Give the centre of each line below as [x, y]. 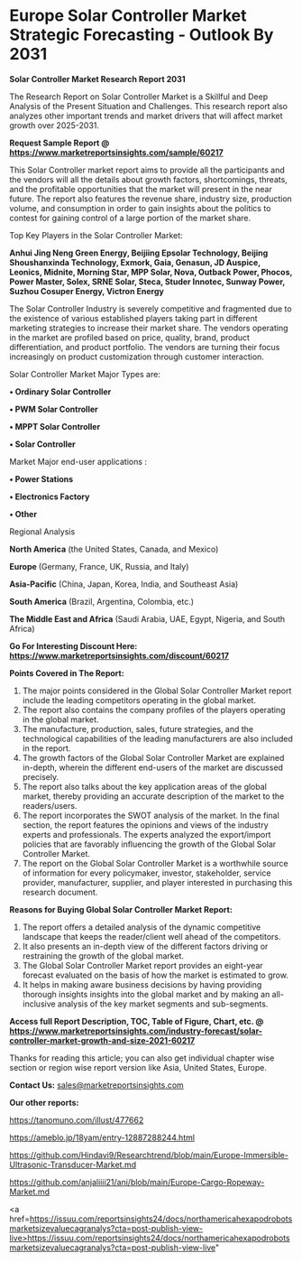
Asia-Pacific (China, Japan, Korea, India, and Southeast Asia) [124, 584]
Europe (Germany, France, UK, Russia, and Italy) [99, 566]
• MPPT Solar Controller [55, 426]
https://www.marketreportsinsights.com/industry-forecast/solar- [136, 1031]
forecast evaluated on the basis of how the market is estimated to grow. [155, 975]
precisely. [41, 776]
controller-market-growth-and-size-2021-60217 [102, 1040]
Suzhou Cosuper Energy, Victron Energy [87, 291]
